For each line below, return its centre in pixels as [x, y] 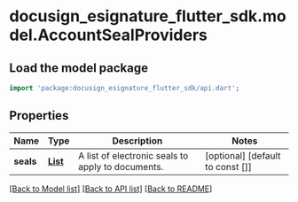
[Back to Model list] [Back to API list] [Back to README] [111, 189]
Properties [39, 116]
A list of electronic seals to [133, 155]
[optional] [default [243, 155]
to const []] [229, 167]
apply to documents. [121, 167]
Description [137, 141]
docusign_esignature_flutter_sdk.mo [148, 16]
